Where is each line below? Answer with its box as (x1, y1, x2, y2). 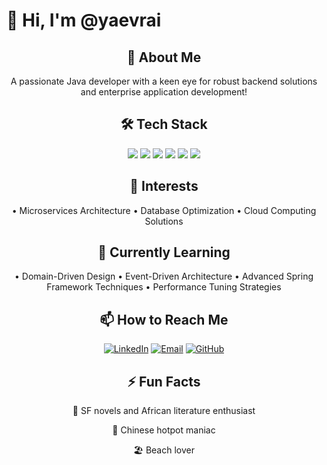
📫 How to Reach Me (99, 311, 229, 328)
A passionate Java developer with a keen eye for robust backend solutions (10, 75, 318, 87)
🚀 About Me (126, 49, 202, 66)
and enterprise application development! (80, 86, 248, 98)
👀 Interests (129, 178, 199, 195)
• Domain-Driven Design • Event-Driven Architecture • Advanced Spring (14, 270, 314, 283)
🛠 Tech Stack (120, 116, 208, 133)
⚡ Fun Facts (127, 373, 201, 390)
